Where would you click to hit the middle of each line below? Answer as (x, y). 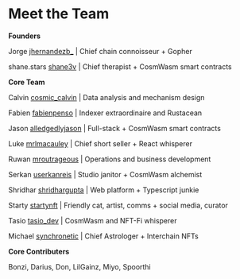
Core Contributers (39, 251)
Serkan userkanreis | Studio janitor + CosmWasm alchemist (105, 174)
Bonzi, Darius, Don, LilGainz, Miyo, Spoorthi (79, 266)
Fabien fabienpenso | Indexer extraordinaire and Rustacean (105, 113)
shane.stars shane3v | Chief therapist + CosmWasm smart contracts (120, 66)
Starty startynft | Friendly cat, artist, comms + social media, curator (118, 205)
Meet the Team (59, 14)
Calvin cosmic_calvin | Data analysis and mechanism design (106, 97)
